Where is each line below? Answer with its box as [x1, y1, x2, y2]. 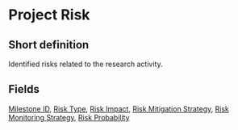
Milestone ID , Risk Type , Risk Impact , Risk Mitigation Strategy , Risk [8, 103, 230, 114]
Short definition [8, 38, 90, 52]
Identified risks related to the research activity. [8, 59, 163, 69]
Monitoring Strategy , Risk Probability [8, 112, 131, 122]
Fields [8, 82, 40, 96]
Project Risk [8, 6, 90, 24]
